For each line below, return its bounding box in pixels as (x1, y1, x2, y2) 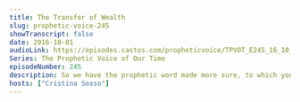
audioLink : (9, 46, 50, 55)
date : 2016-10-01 (9, 37, 74, 47)
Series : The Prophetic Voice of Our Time (9, 54, 166, 63)
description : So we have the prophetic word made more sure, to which (9, 71, 278, 80)
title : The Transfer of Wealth (9, 12, 126, 22)
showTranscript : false (9, 29, 94, 38)
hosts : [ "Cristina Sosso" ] (9, 79, 110, 88)
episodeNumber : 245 (9, 63, 82, 72)
